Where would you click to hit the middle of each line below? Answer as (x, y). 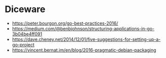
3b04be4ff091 (27, 34)
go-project (23, 44)
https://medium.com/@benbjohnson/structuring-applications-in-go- (83, 28)
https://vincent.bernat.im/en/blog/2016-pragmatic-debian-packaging (84, 50)
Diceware (25, 9)
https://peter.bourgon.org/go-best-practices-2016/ (65, 23)
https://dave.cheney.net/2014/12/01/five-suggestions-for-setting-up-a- (86, 39)
